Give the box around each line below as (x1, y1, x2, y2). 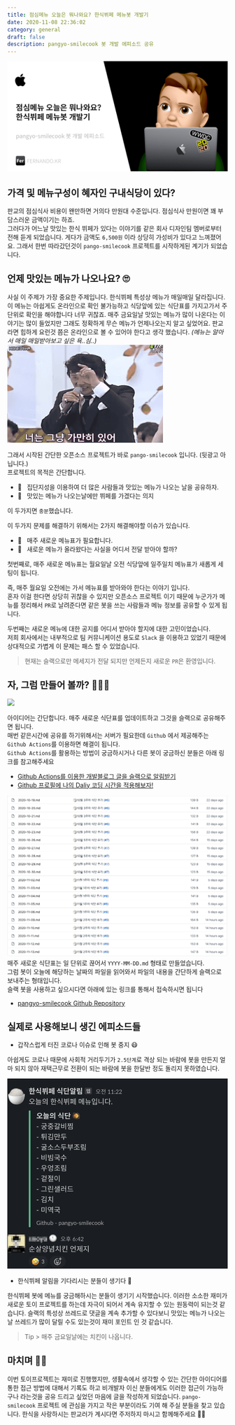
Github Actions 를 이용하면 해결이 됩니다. (7, 740, 120, 748)
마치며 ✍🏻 (7, 1355, 48, 1367)
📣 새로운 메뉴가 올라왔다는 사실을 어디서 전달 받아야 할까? (17, 545, 178, 553)
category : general (7, 26, 61, 33)
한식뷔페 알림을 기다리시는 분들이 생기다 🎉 (17, 1276, 132, 1284)
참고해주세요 (20, 757, 55, 766)
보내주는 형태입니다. (7, 976, 62, 984)
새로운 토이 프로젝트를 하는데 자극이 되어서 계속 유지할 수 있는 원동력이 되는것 (7, 1300, 218, 1308)
